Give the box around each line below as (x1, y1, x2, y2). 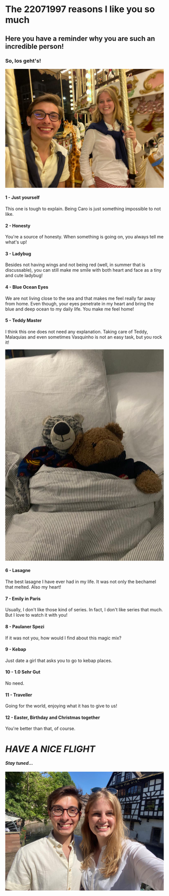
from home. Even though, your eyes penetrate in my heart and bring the (5, 300, 154, 306)
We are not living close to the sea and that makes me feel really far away (5, 295, 156, 301)
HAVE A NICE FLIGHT (5, 743, 96, 755)
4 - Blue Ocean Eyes (5, 284, 49, 290)
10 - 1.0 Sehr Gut (5, 669, 41, 675)
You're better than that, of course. (5, 725, 75, 731)
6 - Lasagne (5, 567, 31, 574)
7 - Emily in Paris (5, 595, 41, 602)
